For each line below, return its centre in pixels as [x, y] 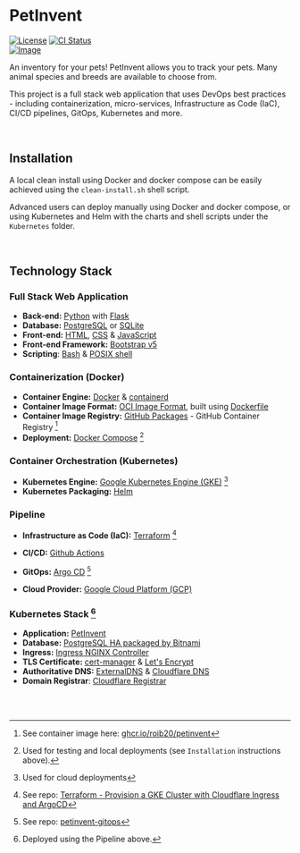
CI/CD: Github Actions [63, 553]
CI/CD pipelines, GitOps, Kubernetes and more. [96, 113]
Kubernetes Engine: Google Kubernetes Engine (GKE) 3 [125, 481]
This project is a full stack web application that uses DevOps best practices [148, 94]
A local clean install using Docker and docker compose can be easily [136, 180]
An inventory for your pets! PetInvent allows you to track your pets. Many [144, 67]
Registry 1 [40, 426]
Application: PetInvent [64, 633]
